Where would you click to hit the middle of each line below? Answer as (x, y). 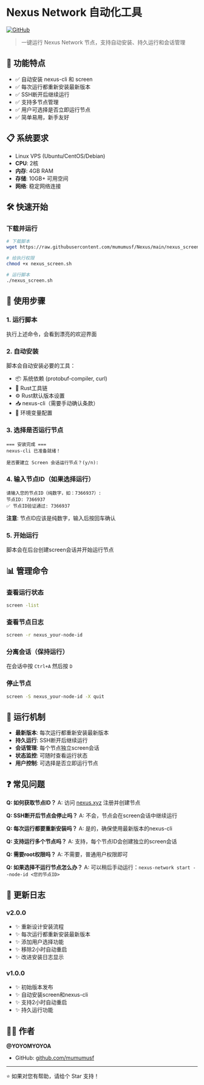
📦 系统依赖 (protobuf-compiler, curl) (61, 379)
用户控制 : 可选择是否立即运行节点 (56, 763)
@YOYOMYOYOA (29, 1046)
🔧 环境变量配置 (34, 413)
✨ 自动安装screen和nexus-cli (51, 995)
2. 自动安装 (22, 352)
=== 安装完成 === (26, 444)
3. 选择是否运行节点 (35, 430)
